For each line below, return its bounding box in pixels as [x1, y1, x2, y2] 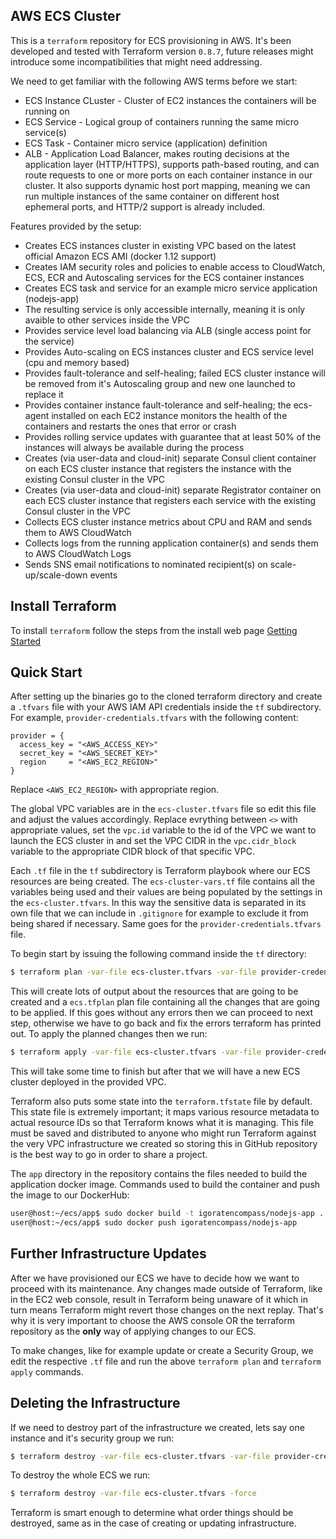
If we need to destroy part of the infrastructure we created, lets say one [10, 1421, 305, 1433]
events [89, 569, 118, 581]
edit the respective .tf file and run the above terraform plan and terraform [10, 1355, 322, 1367]
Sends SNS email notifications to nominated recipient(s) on [24, 558, 268, 570]
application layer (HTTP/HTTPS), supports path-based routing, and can [24, 158, 320, 170]
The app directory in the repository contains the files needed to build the [10, 1168, 308, 1180]
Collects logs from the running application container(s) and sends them [24, 537, 319, 549]
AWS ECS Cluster [10, 8, 122, 25]
